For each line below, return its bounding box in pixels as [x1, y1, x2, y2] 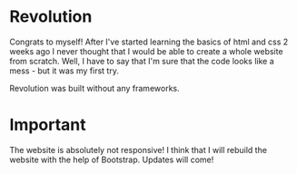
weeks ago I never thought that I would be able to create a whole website [9, 45, 283, 56]
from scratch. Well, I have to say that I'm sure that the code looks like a [9, 55, 274, 66]
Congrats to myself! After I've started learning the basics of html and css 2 [9, 36, 289, 47]
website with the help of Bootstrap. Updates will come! [9, 154, 214, 165]
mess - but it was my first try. [9, 65, 120, 76]
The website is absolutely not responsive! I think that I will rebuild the [9, 144, 268, 155]
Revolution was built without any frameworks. [9, 82, 180, 93]
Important [9, 115, 86, 135]
